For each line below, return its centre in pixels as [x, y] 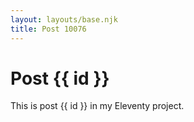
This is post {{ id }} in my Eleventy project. [97, 106]
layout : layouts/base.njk [64, 19]
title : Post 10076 [48, 29]
